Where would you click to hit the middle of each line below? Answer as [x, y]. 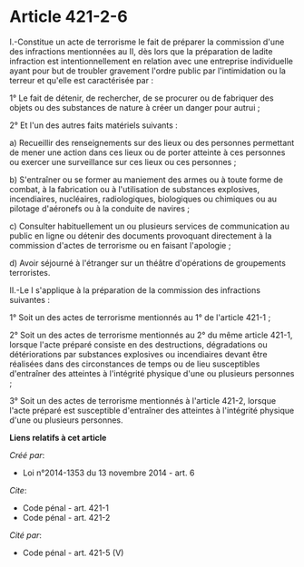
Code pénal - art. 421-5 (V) [73, 552]
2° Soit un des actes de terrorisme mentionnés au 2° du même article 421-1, [151, 335]
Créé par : [27, 455]
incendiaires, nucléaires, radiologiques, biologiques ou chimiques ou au [143, 199]
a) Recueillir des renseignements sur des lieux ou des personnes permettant [152, 142]
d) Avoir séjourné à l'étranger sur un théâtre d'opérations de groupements [147, 263]
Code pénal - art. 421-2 [66, 517]
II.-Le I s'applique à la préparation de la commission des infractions [135, 290]
